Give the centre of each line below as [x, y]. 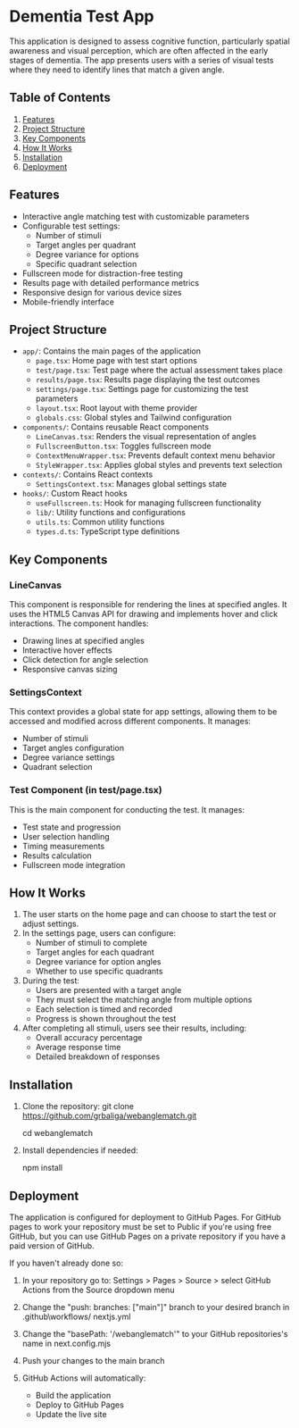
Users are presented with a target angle [108, 990]
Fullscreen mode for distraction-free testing [102, 273]
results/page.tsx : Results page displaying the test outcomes [148, 380]
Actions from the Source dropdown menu [98, 1290]
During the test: [51, 981]
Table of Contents [60, 98]
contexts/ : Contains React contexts [87, 474]
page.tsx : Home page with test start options [116, 361]
